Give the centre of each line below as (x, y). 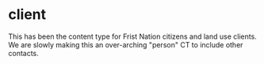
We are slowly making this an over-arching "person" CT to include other (126, 44)
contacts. (24, 53)
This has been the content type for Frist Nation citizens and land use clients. (133, 36)
